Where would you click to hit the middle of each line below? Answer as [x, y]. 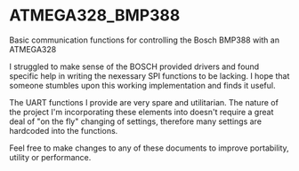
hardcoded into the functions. [64, 130]
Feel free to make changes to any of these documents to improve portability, [149, 148]
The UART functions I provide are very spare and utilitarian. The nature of [144, 102]
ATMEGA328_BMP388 [95, 16]
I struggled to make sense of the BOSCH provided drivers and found [134, 66]
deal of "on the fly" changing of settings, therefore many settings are [136, 121]
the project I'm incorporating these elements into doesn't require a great [141, 112]
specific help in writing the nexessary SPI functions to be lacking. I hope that [149, 75]
